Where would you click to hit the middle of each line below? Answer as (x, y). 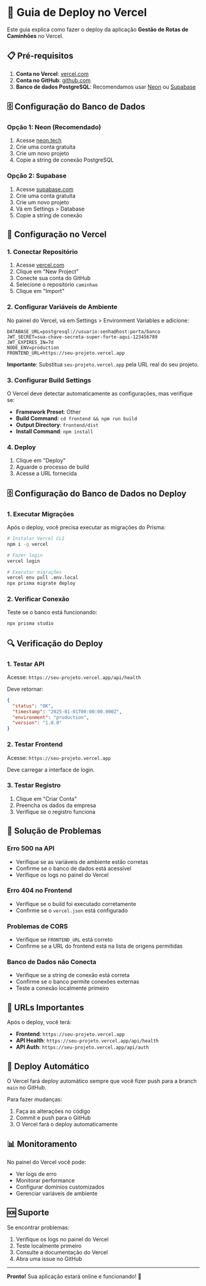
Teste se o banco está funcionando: (52, 612)
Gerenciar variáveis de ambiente (57, 1193)
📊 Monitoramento (42, 1144)
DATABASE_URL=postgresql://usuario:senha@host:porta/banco (84, 332)
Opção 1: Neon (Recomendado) (54, 127)
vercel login (24, 561)
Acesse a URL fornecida (46, 474)
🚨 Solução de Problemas (54, 831)
